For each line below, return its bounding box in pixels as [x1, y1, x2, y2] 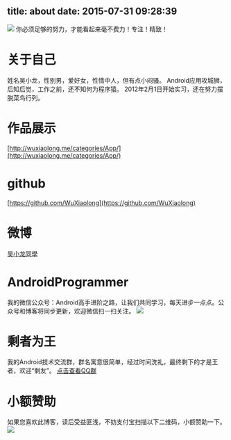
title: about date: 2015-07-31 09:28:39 [7, 6, 178, 17]
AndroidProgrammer [7, 274, 129, 290]
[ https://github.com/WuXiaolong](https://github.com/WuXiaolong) [7, 198, 196, 207]
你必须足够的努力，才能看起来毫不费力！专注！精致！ [15, 24, 168, 33]
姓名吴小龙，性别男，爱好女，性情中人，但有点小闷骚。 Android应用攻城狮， [7, 76, 226, 84]
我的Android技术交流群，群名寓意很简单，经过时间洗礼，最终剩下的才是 [7, 358, 212, 366]
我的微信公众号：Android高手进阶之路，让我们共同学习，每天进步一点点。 [7, 298, 219, 307]
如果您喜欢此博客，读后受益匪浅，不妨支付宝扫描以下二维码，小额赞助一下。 [7, 418, 226, 426]
